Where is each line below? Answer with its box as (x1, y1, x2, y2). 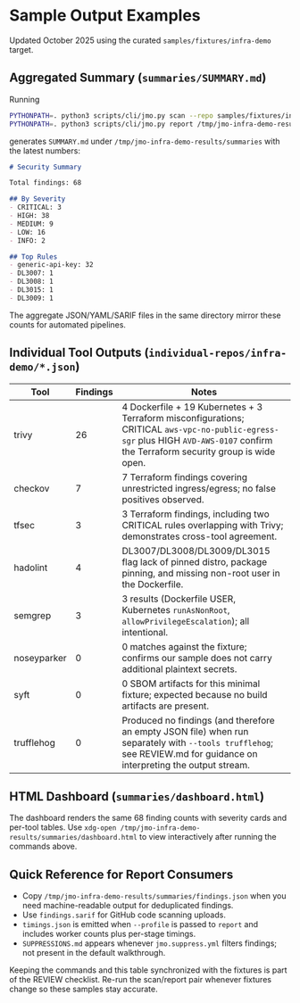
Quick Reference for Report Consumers (9, 866, 234, 882)
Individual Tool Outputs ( (9, 345, 149, 361)
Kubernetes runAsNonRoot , (121, 603, 230, 616)
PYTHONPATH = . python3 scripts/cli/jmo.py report (9, 120, 194, 128)
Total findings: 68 (9, 178, 82, 187)
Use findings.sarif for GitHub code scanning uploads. (21, 909, 226, 920)
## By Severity (9, 195, 66, 203)
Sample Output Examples (9, 5, 201, 26)
